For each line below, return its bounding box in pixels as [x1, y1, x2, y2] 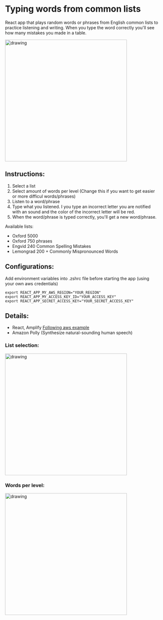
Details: [5, 312, 29, 320]
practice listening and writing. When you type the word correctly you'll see [5, 24, 155, 30]
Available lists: [5, 223, 34, 229]
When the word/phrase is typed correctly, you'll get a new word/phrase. [12, 214, 157, 220]
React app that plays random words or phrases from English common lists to [5, 19, 158, 25]
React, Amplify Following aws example [12, 325, 90, 331]
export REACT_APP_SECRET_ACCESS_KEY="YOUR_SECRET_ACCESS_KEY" [5, 299, 134, 303]
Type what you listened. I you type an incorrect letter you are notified [12, 204, 151, 209]
